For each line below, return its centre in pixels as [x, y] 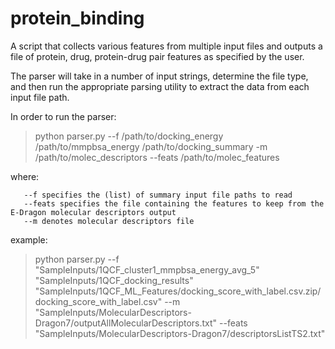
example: [29, 239]
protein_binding [77, 18]
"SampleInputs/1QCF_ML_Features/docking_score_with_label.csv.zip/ [178, 291]
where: [25, 176]
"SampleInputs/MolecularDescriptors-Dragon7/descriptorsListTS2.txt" [180, 333]
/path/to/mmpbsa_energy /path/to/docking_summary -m [151, 146]
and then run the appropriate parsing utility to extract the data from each [160, 86]
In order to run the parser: [63, 116]
